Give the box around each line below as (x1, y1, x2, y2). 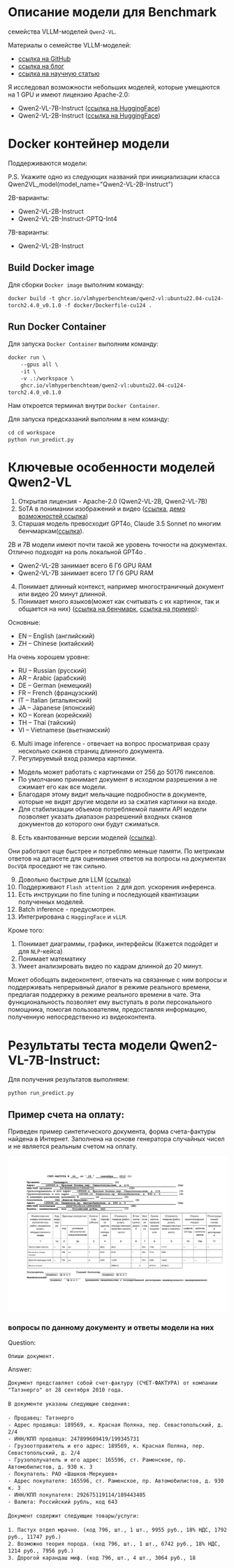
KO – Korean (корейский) (17, 711, 93, 719)
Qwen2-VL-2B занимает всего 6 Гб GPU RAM (17, 561, 152, 570)
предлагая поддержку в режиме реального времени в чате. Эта (8, 991, 201, 999)
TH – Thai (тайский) (17, 719, 76, 727)
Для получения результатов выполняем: (8, 1075, 130, 1084)
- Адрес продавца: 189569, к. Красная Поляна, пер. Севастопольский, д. (8, 1422, 224, 1429)
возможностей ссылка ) (17, 512, 89, 521)
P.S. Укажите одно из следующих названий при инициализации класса (8, 172, 220, 181)
